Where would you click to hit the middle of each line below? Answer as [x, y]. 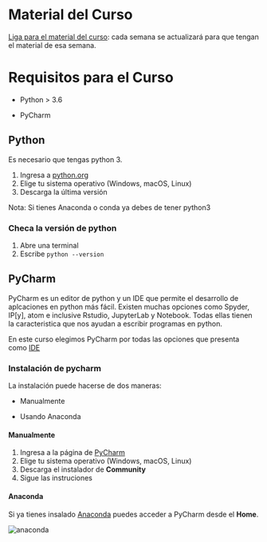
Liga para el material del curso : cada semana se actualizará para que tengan [133, 37]
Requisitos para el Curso [91, 78]
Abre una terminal [49, 245]
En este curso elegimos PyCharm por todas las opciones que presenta [124, 339]
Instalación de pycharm [55, 368]
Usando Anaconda [50, 417]
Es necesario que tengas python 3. [65, 159]
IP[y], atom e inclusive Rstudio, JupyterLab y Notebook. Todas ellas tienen [130, 315]
